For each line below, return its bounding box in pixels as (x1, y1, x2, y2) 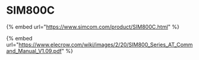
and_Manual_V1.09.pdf (6, 47, 62, 54)
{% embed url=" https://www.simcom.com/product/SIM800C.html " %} (6, 23, 180, 30)
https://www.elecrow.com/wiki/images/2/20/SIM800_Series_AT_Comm (18, 41, 193, 48)
